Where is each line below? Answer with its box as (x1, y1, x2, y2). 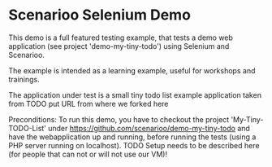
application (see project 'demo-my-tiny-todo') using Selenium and (8, 41, 230, 51)
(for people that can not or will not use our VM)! (8, 149, 168, 159)
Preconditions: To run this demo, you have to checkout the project (8, 114, 230, 124)
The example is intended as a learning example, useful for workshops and (8, 65, 256, 75)
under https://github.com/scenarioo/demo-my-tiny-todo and (47, 123, 250, 133)
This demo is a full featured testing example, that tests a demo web (8, 33, 234, 42)
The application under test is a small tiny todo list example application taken (8, 90, 262, 99)
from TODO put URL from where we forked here (8, 99, 169, 108)
